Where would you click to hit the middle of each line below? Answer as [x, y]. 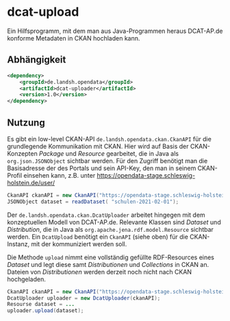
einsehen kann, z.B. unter [60, 175]
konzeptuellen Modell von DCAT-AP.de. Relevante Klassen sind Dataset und [114, 222]
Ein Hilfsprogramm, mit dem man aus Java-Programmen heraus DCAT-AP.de [115, 31]
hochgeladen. [26, 279]
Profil [15, 175]
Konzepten [22, 153]
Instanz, [18, 243]
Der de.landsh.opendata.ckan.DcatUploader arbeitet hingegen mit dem [106, 215]
